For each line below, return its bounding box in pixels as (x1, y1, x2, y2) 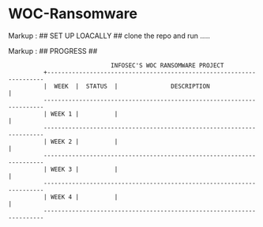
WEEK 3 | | (50, 165, 118, 173)
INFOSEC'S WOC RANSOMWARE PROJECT (110, 61, 224, 70)
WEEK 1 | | (50, 110, 118, 118)
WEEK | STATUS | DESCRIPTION (54, 82, 211, 90)
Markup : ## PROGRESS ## (8, 46, 98, 55)
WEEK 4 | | (50, 193, 118, 201)
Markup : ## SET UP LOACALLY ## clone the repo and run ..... (8, 31, 211, 40)
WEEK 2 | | (50, 138, 118, 146)
